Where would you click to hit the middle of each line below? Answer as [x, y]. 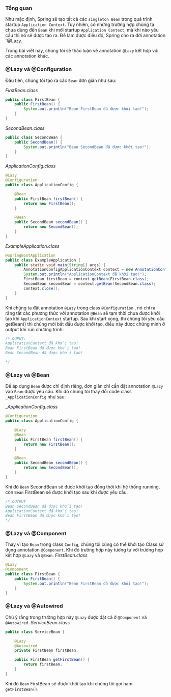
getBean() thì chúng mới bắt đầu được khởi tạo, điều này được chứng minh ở [85, 324]
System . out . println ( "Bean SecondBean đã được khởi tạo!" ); [88, 147]
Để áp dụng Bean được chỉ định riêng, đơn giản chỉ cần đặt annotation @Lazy [84, 386]
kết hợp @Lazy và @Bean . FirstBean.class [47, 555]
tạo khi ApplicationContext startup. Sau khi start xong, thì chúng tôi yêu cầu [85, 318]
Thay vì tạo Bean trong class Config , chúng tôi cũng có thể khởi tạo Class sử [84, 544]
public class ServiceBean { [35, 632]
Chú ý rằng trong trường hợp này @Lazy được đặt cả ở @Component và [76, 617]
